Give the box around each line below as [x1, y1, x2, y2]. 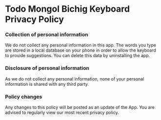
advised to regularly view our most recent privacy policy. [5, 110, 120, 116]
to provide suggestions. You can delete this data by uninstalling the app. [5, 53, 150, 59]
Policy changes [5, 93, 42, 100]
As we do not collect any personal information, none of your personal [5, 76, 144, 81]
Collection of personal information [5, 31, 88, 38]
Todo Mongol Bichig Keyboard [5, 3, 130, 15]
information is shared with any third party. [5, 81, 89, 87]
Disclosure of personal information [5, 65, 89, 72]
